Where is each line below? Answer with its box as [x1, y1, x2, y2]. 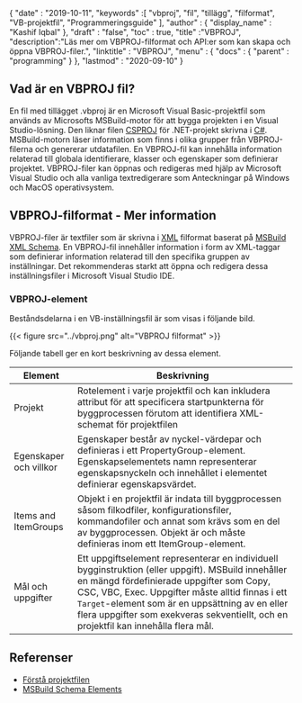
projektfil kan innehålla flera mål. [76, 619, 214, 632]
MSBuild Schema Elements [22, 683, 123, 694]
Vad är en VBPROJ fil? [9, 81, 136, 97]
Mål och [13, 580, 48, 592]
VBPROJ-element [9, 293, 88, 305]
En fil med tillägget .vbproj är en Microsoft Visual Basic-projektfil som [9, 105, 266, 116]
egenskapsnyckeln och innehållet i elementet [76, 466, 268, 479]
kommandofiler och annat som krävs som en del [76, 515, 280, 527]
